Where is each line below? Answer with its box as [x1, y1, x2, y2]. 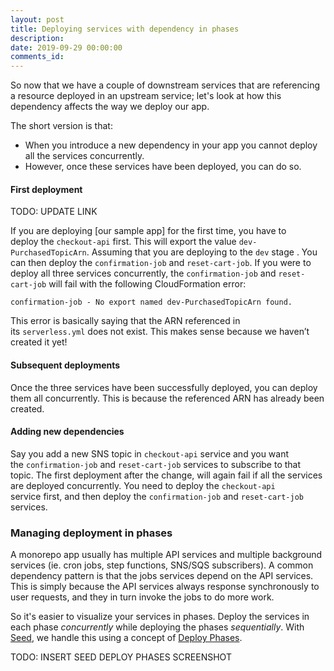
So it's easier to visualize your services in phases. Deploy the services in [10, 611, 310, 623]
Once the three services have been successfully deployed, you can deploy [10, 381, 318, 393]
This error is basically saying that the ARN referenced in [10, 315, 241, 327]
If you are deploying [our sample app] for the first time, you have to [10, 225, 287, 237]
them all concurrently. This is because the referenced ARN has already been [10, 392, 325, 404]
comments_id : [10, 52, 65, 62]
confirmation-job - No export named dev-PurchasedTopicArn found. [10, 297, 293, 308]
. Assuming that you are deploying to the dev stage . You [86, 246, 318, 258]
